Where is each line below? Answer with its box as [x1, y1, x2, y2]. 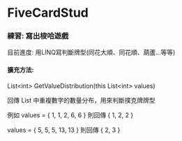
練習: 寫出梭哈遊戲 [7, 31, 69, 41]
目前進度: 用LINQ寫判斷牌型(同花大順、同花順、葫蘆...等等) [7, 48, 176, 57]
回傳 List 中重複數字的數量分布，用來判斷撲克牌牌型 [7, 96, 156, 104]
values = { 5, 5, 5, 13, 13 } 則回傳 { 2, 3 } [7, 126, 121, 134]
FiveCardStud [7, 5, 89, 21]
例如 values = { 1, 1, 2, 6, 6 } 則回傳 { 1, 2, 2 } [7, 110, 134, 119]
